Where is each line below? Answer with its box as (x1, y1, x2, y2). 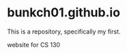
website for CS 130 (7, 40, 60, 49)
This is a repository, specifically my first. (7, 27, 121, 36)
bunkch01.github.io (7, 5, 121, 21)
